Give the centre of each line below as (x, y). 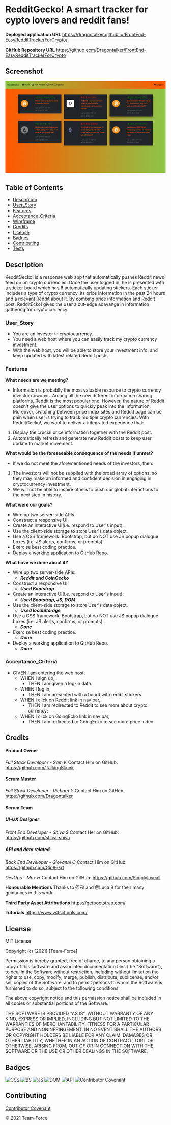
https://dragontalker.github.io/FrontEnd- (104, 34)
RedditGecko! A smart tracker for (77, 9)
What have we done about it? (37, 562)
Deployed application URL (33, 34)
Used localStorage (40, 610)
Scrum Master (21, 779)
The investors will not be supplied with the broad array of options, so (85, 473)
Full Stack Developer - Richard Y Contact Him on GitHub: (65, 790)
